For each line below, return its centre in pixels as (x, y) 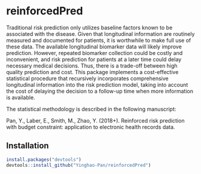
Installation (28, 146)
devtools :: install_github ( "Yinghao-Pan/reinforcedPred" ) (79, 165)
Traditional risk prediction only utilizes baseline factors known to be (89, 28)
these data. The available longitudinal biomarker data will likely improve (94, 47)
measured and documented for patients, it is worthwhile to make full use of (99, 40)
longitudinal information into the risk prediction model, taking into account (97, 84)
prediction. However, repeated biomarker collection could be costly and (95, 53)
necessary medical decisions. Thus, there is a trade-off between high (92, 65)
